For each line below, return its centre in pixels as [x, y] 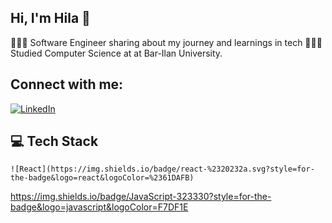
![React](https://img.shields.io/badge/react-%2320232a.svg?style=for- [162, 169]
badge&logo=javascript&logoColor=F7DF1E [99, 207]
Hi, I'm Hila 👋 [50, 18]
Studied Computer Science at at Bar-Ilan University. [116, 53]
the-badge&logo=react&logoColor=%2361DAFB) [102, 178]
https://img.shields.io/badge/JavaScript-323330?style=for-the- [141, 197]
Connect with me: [67, 84]
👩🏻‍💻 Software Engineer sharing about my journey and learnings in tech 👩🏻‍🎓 [166, 42]
